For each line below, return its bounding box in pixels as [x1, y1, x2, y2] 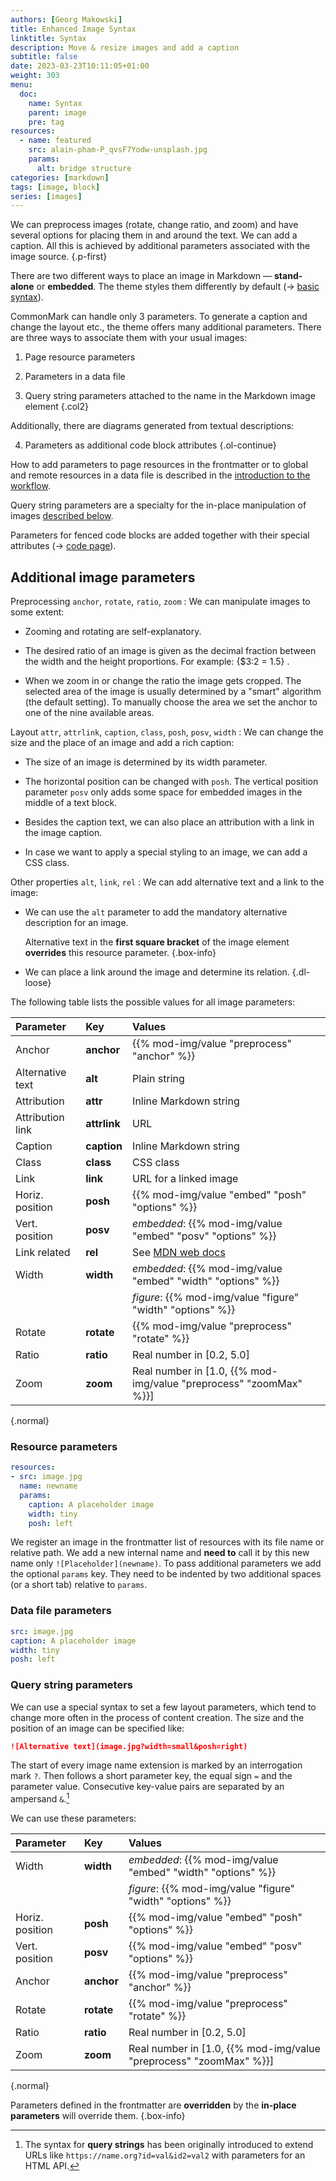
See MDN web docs [132, 1246, 226, 1260]
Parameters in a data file [24, 371, 126, 383]
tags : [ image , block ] [10, 182, 101, 192]
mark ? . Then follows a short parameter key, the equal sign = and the [10, 1770, 293, 1782]
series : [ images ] [10, 191, 83, 201]
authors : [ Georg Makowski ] [10, 14, 123, 25]
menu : [10, 80, 33, 90]
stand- [274, 270, 303, 282]
